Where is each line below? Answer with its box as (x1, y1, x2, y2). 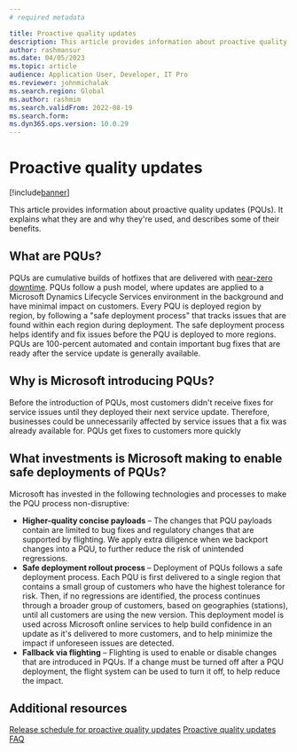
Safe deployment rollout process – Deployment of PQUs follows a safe (21, 562, 284, 573)
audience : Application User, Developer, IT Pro (9, 70, 189, 80)
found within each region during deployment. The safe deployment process (9, 319, 285, 330)
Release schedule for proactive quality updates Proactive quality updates (9, 725, 277, 735)
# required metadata (9, 12, 86, 22)
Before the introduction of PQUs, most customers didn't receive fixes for (9, 396, 274, 408)
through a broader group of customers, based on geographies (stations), (21, 599, 288, 610)
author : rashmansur (9, 45, 82, 54)
